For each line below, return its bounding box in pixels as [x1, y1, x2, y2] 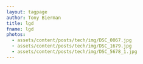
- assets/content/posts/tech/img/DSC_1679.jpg [12, 43, 132, 49]
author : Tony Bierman [6, 15, 61, 21]
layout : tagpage [6, 9, 47, 15]
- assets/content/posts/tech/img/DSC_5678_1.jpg [12, 49, 138, 55]
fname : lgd [6, 26, 34, 32]
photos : [6, 32, 26, 38]
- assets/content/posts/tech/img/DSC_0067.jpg [12, 37, 132, 43]
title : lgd [6, 20, 34, 26]
